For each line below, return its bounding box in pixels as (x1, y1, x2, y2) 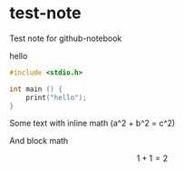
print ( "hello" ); (25, 93, 88, 102)
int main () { (9, 85, 63, 94)
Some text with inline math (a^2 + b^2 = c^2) (9, 117, 176, 129)
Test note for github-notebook (9, 33, 122, 44)
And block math (9, 136, 69, 146)
